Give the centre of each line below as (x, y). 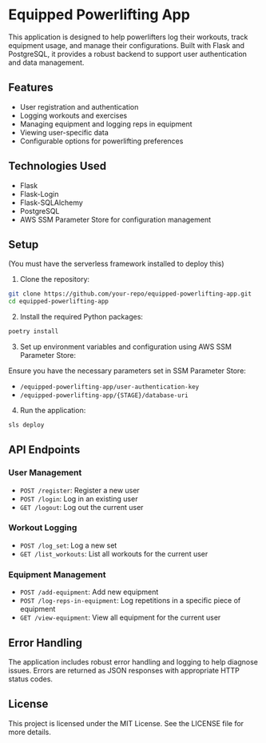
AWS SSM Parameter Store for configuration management (115, 219)
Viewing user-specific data (64, 132)
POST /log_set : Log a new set (68, 545)
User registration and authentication (79, 106)
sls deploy (26, 425)
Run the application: (53, 410)
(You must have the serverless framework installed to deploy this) (117, 264)
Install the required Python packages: (81, 317)
